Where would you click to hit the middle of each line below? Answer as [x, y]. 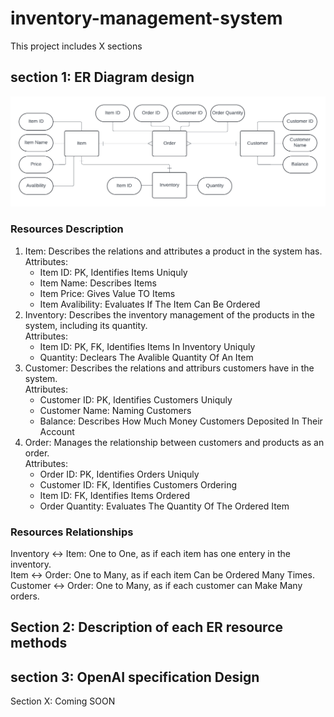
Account [57, 431]
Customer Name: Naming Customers [115, 410]
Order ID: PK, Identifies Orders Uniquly [119, 474]
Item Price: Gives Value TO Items [107, 293]
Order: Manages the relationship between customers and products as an [174, 442]
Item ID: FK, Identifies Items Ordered [115, 495]
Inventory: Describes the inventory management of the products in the [169, 314]
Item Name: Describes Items [98, 283]
